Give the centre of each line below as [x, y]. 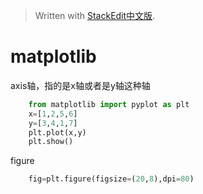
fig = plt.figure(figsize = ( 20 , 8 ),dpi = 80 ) [111, 179]
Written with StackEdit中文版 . [95, 15]
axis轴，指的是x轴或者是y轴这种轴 [80, 85]
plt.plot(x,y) [57, 132]
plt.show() [51, 142]
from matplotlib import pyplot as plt [109, 104]
